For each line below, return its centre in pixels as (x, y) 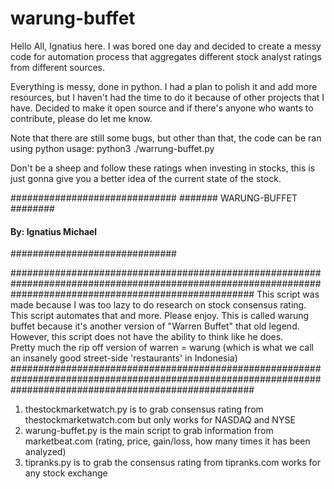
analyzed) (45, 452)
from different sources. (58, 67)
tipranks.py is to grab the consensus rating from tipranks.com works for (173, 463)
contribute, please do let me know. (81, 118)
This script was (288, 294)
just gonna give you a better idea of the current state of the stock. (146, 178)
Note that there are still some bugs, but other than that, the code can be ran (166, 138)
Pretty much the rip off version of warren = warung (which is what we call (162, 348)
